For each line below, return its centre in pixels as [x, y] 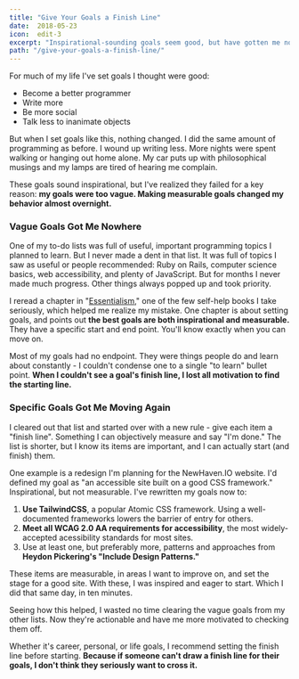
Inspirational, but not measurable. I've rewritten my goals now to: [128, 492]
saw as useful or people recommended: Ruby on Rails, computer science [143, 265]
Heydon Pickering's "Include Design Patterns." [111, 556]
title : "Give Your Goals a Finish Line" [85, 17]
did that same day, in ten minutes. [71, 593]
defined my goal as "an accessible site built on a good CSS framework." [141, 482]
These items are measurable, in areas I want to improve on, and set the [139, 573]
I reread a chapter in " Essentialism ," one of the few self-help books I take [143, 301]
